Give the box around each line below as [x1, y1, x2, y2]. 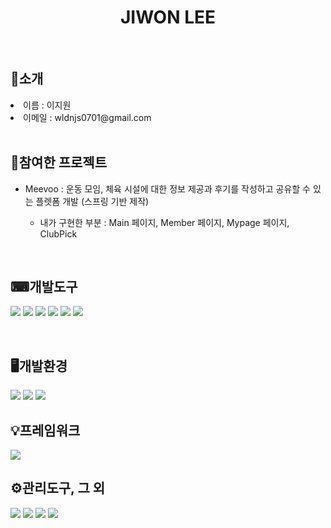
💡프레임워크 [10, 422, 81, 439]
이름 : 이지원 [23, 99, 72, 111]
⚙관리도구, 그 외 [10, 480, 106, 497]
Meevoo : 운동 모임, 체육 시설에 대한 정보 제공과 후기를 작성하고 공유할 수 [24, 182, 311, 195]
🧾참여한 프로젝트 [10, 154, 107, 171]
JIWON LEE [120, 6, 216, 29]
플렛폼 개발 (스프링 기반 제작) [35, 195, 150, 207]
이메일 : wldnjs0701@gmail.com [23, 111, 152, 123]
